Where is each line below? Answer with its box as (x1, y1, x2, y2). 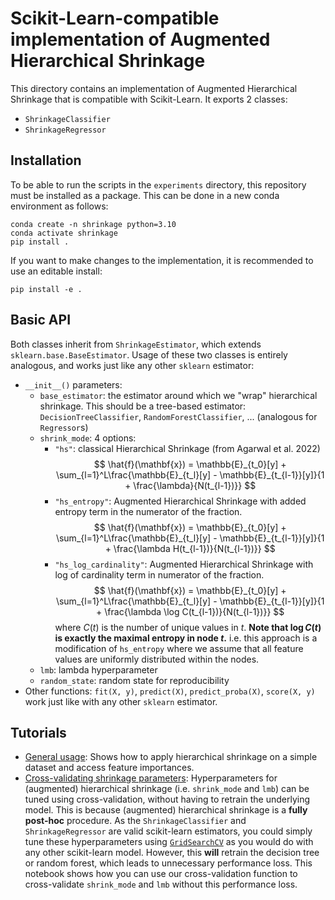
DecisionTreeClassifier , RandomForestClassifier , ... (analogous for (39, 410, 318, 422)
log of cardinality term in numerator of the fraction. (54, 568, 265, 581)
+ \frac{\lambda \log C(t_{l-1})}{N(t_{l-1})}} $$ (96, 605, 285, 617)
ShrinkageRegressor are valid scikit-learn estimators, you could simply (24, 825, 313, 837)
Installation (10, 152, 82, 169)
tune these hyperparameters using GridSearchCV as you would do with (24, 836, 314, 848)
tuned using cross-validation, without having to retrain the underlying (24, 793, 311, 806)
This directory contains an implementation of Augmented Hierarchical (10, 82, 298, 94)
